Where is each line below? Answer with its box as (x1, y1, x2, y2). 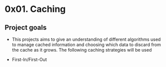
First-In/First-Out (11, 57, 47, 63)
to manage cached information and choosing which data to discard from (11, 42, 161, 48)
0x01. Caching (4, 3, 66, 15)
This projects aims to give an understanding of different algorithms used (11, 36, 161, 42)
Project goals (4, 23, 47, 32)
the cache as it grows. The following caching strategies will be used (11, 47, 152, 53)
